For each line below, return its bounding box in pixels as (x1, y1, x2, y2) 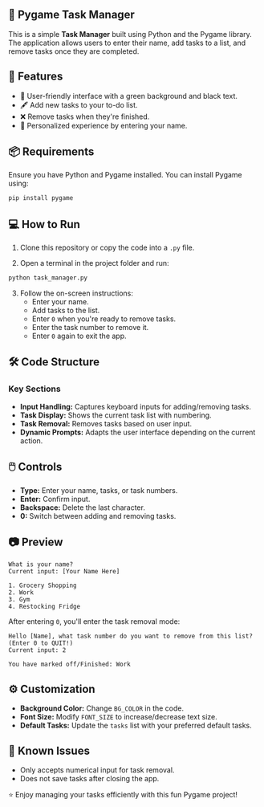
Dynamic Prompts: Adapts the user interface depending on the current (19, 427, 256, 437)
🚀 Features (8, 70, 63, 84)
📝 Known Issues (8, 744, 91, 757)
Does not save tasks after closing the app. (19, 773, 160, 783)
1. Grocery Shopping (8, 581, 78, 590)
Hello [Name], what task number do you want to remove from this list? (8, 632, 253, 641)
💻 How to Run (8, 218, 80, 231)
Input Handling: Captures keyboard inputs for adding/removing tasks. (19, 401, 251, 411)
